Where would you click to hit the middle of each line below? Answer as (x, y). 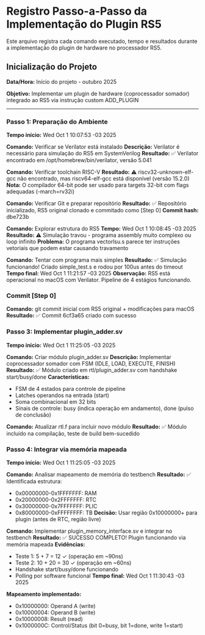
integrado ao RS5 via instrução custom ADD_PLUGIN (73, 100)
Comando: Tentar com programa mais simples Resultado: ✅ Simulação (97, 260)
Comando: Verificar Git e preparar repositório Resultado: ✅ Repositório (97, 204)
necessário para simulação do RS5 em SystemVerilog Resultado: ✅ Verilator (103, 154)
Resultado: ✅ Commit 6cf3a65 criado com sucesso (71, 316)
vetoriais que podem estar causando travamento (67, 248)
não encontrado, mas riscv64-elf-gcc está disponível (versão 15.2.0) (104, 179)
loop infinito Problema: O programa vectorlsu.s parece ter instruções (93, 242)
